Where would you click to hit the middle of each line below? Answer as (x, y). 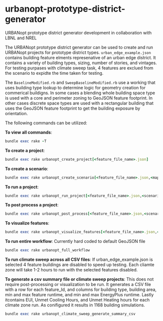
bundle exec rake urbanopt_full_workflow (48, 250)
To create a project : (25, 150)
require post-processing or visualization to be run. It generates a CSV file (78, 285)
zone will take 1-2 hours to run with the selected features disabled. (72, 270)
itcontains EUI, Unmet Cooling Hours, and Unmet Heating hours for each (77, 300)
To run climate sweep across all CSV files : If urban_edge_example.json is (79, 260)
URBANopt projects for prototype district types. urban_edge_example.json (78, 52)
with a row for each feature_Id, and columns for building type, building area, (81, 289)
